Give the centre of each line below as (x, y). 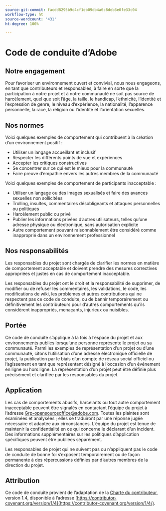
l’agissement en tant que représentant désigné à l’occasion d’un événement (83, 364)
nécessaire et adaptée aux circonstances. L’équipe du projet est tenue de (81, 423)
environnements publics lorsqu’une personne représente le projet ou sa (79, 343)
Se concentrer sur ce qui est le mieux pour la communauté (73, 168)
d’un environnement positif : (34, 143)
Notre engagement (35, 71)
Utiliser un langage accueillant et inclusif (54, 152)
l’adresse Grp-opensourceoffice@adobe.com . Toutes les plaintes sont (77, 413)
